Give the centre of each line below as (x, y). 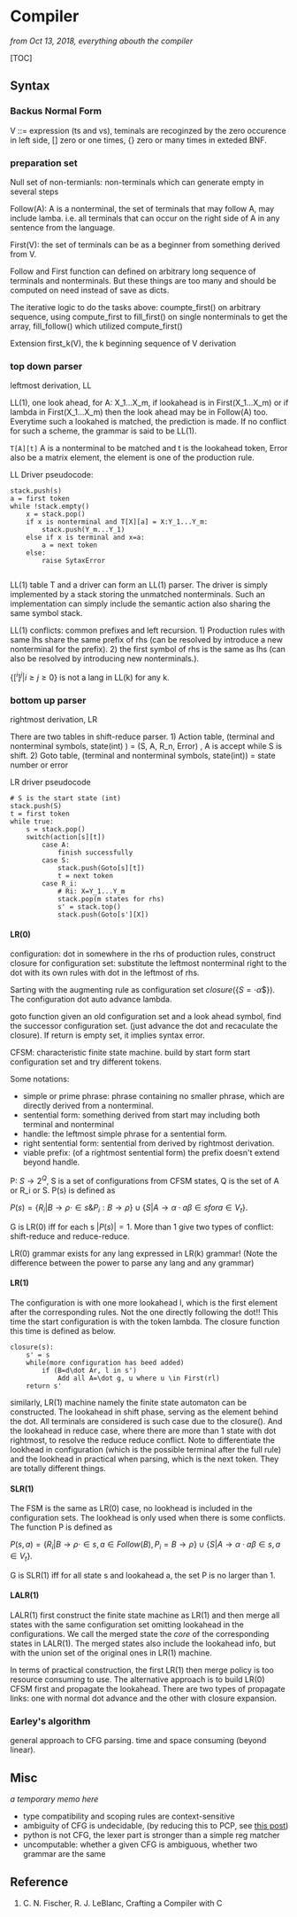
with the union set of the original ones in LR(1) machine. (111, 1653)
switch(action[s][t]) (65, 838)
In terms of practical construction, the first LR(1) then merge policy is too (142, 1670)
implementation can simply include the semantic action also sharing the (141, 604)
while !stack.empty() (50, 507)
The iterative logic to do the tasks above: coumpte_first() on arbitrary (136, 307)
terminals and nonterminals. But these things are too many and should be (143, 280)
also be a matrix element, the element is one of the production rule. (132, 457)
